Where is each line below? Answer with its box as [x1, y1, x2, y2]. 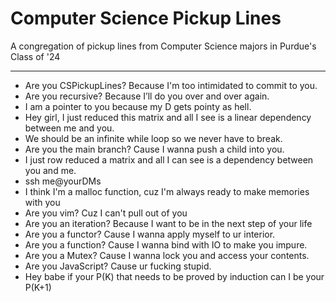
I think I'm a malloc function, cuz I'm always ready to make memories [24, 185, 310, 197]
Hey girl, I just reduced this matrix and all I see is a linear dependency [24, 111, 312, 123]
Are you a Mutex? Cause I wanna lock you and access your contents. [24, 249, 310, 261]
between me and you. [24, 122, 115, 134]
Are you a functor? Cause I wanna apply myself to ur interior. [24, 228, 276, 240]
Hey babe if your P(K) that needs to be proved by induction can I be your [24, 270, 325, 282]
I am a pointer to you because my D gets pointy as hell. [24, 100, 252, 112]
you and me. [24, 164, 77, 176]
